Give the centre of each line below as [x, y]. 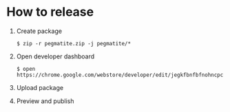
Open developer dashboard [55, 56]
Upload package [40, 87]
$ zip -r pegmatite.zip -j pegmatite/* [74, 43]
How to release [50, 12]
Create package [39, 31]
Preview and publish [45, 101]
